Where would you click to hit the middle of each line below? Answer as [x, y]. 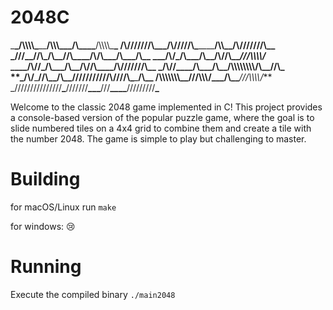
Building [45, 179]
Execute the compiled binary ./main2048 [93, 294]
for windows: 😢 [43, 226]
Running [46, 267]
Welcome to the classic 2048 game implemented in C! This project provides [166, 107]
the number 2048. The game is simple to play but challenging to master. [158, 138]
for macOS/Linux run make [63, 207]
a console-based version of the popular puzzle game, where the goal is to [162, 117]
